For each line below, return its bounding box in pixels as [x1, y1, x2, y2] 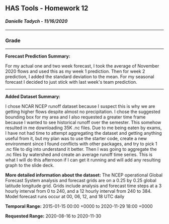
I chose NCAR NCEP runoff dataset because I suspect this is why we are [5, 103, 155, 109]
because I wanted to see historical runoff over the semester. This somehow [5, 119, 161, 125]
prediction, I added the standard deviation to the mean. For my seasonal [5, 73, 154, 80]
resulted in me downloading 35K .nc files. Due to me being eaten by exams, [5, 125, 162, 131]
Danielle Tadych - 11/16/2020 [5, 18, 68, 24]
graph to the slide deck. [5, 162, 54, 168]
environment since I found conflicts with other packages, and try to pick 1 [5, 141, 157, 147]
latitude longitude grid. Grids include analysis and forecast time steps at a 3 [5, 183, 162, 189]
